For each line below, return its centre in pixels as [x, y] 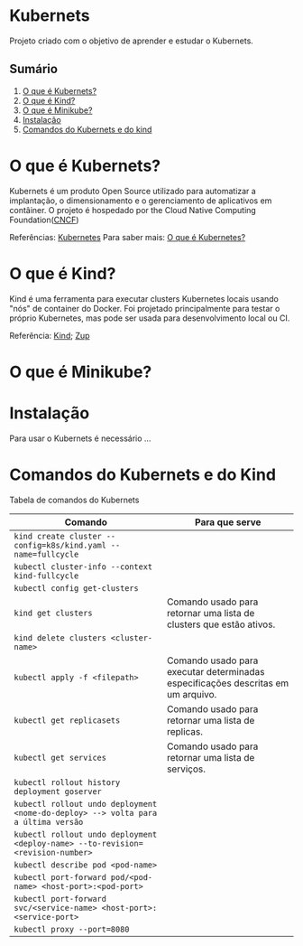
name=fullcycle [46, 554]
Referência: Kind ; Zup [50, 335]
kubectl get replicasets [67, 720]
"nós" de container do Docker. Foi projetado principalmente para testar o [145, 308]
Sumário [34, 69]
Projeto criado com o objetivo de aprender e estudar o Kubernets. [132, 41]
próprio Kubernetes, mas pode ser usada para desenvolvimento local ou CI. [150, 318]
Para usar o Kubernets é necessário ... [80, 438]
